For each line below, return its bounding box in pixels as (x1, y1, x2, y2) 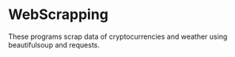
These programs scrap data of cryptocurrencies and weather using (8, 32, 228, 41)
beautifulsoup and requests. (8, 40, 100, 49)
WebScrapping (8, 6, 109, 24)
